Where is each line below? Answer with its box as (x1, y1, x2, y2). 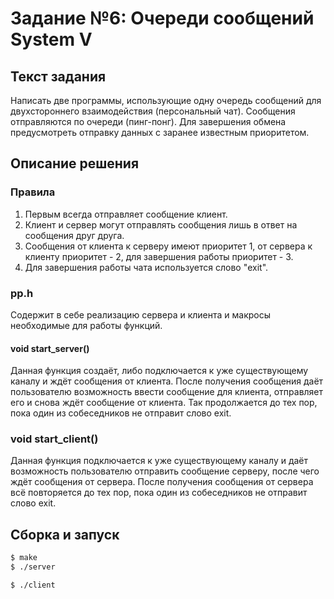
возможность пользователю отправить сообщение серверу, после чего (10, 465, 320, 477)
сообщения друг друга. (24, 229, 125, 241)
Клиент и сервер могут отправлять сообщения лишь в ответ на (24, 218, 298, 231)
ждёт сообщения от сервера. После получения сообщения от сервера (10, 476, 314, 488)
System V (10, 28, 93, 51)
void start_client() (10, 432, 99, 446)
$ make (10, 553, 38, 563)
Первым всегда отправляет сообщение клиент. (24, 208, 228, 220)
